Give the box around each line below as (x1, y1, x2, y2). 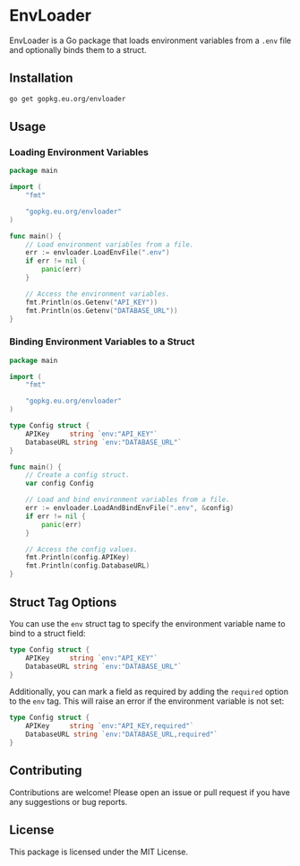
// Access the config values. (25, 544, 139, 554)
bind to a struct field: (9, 628, 87, 638)
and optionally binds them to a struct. (9, 44, 147, 55)
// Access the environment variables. (25, 289, 170, 299)
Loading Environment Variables (9, 145, 150, 158)
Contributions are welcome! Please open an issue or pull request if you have (9, 786, 291, 798)
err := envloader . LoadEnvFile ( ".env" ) (25, 248, 170, 257)
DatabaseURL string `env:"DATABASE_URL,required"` (25, 730, 219, 740)
